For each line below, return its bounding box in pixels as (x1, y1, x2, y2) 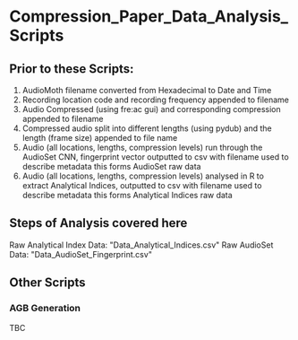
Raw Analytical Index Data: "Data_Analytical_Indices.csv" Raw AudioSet (9, 240, 274, 250)
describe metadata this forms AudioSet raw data (21, 161, 201, 171)
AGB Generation (9, 302, 81, 315)
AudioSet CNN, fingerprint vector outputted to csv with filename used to (21, 152, 289, 162)
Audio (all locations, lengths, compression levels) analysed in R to (21, 170, 264, 181)
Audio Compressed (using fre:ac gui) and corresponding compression (21, 104, 281, 114)
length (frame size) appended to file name (21, 133, 178, 143)
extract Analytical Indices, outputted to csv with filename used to (21, 180, 262, 190)
